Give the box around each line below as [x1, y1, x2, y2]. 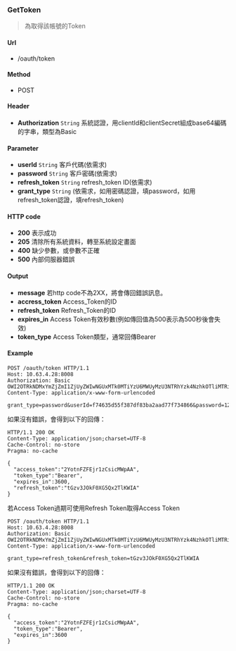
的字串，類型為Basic [17, 127, 77, 135]
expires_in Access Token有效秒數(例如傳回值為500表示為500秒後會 [17, 315, 215, 323]
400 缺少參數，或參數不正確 [17, 247, 100, 255]
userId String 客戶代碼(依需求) [17, 161, 107, 169]
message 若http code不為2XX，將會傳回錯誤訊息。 [17, 288, 167, 297]
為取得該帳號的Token [24, 22, 86, 30]
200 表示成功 [17, 229, 57, 237]
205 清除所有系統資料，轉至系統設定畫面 [17, 237, 136, 246]
